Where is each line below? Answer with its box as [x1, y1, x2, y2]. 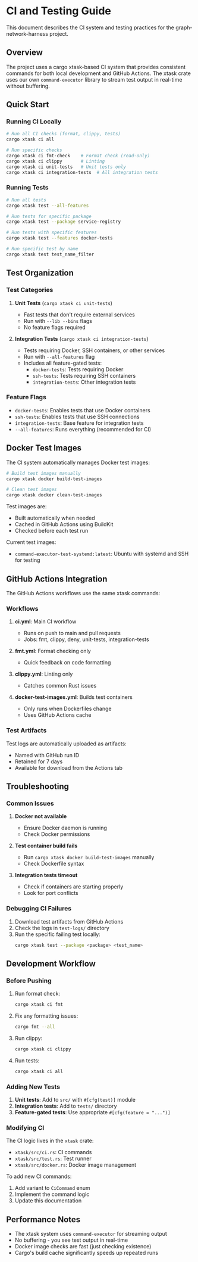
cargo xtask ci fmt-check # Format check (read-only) [6, 153, 150, 159]
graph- [175, 24, 193, 31]
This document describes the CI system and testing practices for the [6, 24, 174, 31]
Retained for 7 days [14, 758, 63, 765]
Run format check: [14, 990, 61, 997]
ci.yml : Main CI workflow [14, 618, 77, 625]
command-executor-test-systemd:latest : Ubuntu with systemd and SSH [14, 550, 189, 558]
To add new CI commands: [6, 1173, 72, 1180]
